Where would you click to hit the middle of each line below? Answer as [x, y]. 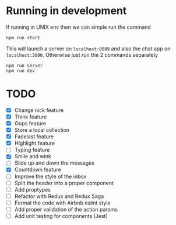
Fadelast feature [34, 137]
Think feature [31, 117]
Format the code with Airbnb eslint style [62, 203]
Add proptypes [32, 189]
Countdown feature [38, 170]
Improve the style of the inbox [50, 176]
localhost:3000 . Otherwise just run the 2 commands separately [82, 54]
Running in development [66, 11]
